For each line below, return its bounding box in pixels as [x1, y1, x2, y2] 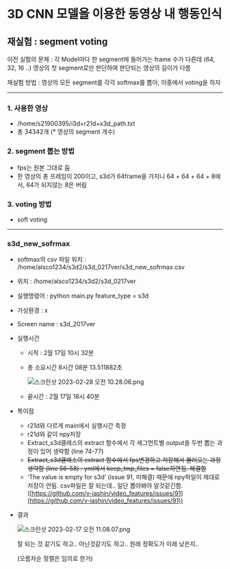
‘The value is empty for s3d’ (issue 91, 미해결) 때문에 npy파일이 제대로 [27, 473, 220, 481]
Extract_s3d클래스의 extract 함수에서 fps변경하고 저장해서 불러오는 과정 [27, 456, 221, 464]
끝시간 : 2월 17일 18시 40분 [27, 392, 100, 401]
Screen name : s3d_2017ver [16, 320, 96, 328]
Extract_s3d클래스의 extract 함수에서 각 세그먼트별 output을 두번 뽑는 [27, 439, 216, 447]
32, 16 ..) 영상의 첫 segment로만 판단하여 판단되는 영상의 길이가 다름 [7, 64, 191, 72]
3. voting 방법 [7, 199, 52, 209]
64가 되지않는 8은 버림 [26, 180, 87, 189]
